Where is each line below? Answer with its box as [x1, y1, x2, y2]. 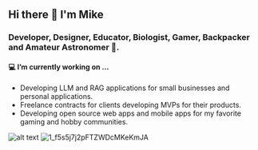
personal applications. [19, 91, 93, 101]
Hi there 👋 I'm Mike [8, 8, 104, 22]
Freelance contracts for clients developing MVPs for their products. [19, 100, 242, 109]
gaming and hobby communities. [19, 116, 129, 126]
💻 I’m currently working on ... [8, 61, 109, 72]
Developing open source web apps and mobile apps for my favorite [19, 109, 242, 118]
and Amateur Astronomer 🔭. [8, 41, 120, 53]
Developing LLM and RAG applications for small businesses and [19, 83, 230, 93]
